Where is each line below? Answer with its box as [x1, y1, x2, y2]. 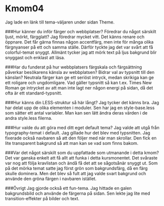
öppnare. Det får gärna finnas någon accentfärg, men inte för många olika [5, 39, 154, 45]
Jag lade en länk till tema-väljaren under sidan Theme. [5, 19, 115, 25]
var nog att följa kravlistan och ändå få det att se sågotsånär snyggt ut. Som [5, 160, 158, 166]
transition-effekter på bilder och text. [5, 195, 80, 201]
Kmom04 [5, 3, 44, 14]
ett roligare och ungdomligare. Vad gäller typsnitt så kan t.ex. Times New [5, 79, 152, 86]
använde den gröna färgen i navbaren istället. [5, 176, 97, 182]
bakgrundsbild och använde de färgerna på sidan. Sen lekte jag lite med [5, 190, 150, 196]
